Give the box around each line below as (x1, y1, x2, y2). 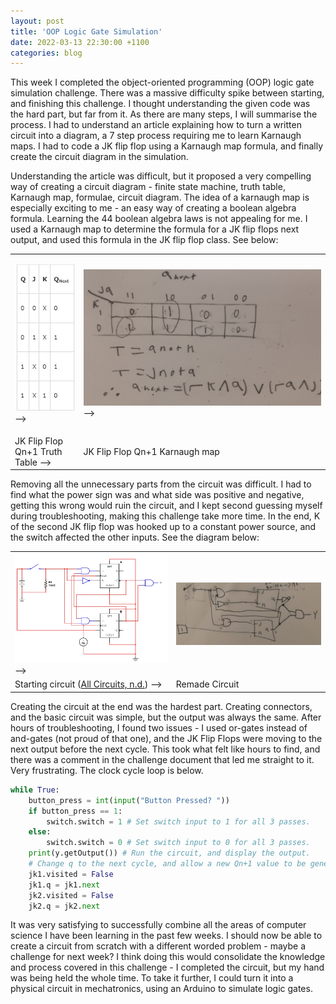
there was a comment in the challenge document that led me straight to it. (10, 753, 315, 765)
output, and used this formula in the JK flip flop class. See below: (10, 234, 279, 246)
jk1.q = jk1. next (28, 880, 101, 890)
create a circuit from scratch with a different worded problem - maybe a (10, 940, 307, 952)
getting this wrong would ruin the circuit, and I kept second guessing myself (10, 500, 323, 512)
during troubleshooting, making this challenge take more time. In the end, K (10, 510, 321, 522)
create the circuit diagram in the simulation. (10, 151, 189, 163)
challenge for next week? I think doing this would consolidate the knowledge (10, 951, 326, 963)
